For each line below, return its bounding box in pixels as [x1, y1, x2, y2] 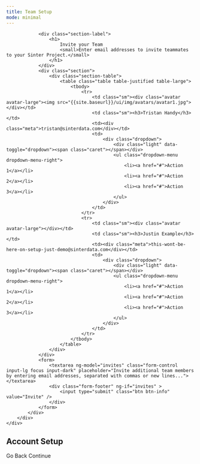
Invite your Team [59, 41, 103, 47]
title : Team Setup [6, 8, 52, 15]
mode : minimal [6, 14, 42, 20]
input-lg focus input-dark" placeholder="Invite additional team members [6, 367, 195, 373]
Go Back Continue [6, 452, 51, 460]
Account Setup [6, 436, 63, 447]
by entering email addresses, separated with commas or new [6, 373, 160, 379]
